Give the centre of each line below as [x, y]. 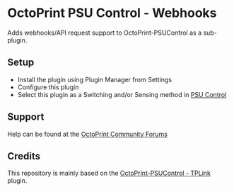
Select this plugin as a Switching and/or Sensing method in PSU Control [122, 94]
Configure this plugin [48, 87]
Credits [24, 156]
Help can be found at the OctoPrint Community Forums [88, 134]
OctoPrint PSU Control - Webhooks [112, 13]
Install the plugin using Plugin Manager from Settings [94, 79]
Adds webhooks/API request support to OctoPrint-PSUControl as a [105, 33]
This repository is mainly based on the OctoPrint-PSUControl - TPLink [109, 173]
